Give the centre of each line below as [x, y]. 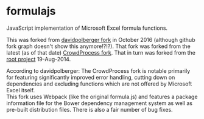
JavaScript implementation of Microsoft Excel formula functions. [87, 28]
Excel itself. [21, 90]
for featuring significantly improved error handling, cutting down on [91, 77]
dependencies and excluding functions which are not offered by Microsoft [99, 84]
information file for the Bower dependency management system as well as [100, 103]
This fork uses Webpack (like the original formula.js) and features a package [102, 97]
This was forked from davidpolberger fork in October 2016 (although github [101, 39]
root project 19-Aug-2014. [39, 59]
